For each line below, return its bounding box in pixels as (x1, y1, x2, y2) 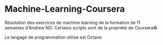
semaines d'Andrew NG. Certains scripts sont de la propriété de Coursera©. (4, 24, 159, 30)
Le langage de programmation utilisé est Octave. (4, 34, 103, 40)
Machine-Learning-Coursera (4, 3, 125, 15)
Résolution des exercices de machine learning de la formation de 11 (4, 20, 140, 25)
